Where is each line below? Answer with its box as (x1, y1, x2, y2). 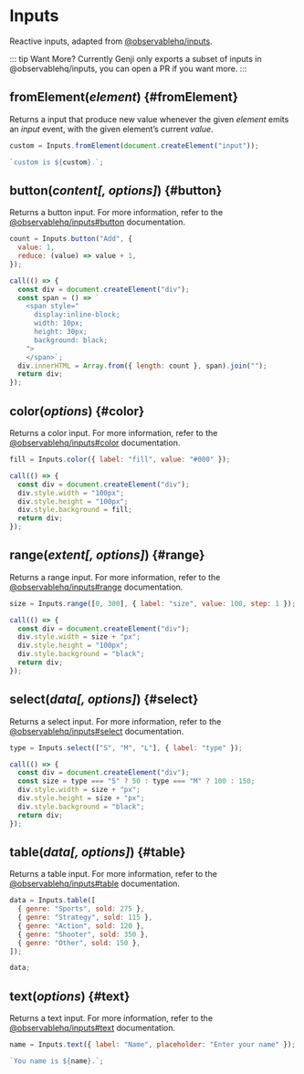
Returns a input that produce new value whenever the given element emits (9, 113, 289, 124)
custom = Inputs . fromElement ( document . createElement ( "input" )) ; (9, 141, 259, 151)
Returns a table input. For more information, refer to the (9, 869, 217, 880)
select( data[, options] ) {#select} (9, 692, 199, 707)
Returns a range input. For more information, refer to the (9, 571, 221, 582)
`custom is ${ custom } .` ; (9, 157, 104, 167)
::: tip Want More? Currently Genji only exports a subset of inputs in (9, 53, 262, 64)
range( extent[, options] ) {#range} (9, 547, 205, 563)
